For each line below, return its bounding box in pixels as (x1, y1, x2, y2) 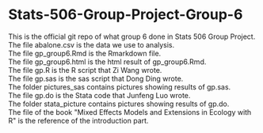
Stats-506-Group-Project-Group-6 (8, 6, 243, 24)
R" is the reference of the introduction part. (8, 116, 149, 125)
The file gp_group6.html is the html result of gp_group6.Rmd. (8, 57, 207, 66)
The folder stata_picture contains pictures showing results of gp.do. (8, 99, 230, 108)
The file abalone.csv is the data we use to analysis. (8, 40, 175, 49)
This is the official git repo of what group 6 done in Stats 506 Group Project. (8, 32, 256, 41)
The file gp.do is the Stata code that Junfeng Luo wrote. (8, 90, 191, 100)
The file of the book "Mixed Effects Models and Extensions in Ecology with (8, 107, 252, 116)
